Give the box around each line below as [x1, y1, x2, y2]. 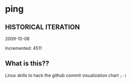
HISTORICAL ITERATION [5, 23, 80, 31]
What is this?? [5, 60, 49, 68]
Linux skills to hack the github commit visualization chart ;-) [5, 72, 127, 78]
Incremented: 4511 [5, 45, 42, 51]
